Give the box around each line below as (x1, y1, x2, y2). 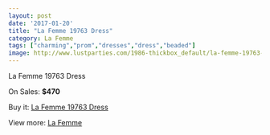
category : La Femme (8, 34, 74, 43)
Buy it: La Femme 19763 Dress (8, 102, 108, 112)
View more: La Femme (8, 118, 83, 127)
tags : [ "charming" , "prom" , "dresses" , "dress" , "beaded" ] (8, 42, 196, 50)
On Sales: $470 (8, 87, 60, 96)
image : (8, 49, 31, 57)
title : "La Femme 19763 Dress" (8, 27, 113, 35)
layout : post (8, 11, 52, 20)
